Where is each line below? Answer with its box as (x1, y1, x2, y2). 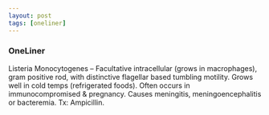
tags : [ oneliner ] (8, 19, 67, 27)
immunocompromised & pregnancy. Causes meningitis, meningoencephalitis (8, 89, 262, 98)
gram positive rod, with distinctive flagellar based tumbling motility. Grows (8, 72, 254, 81)
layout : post (8, 11, 52, 20)
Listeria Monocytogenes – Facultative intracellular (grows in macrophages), (8, 63, 258, 73)
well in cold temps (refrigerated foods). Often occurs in (8, 81, 190, 90)
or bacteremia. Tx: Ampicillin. (8, 97, 104, 107)
